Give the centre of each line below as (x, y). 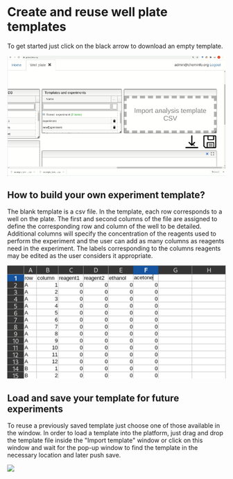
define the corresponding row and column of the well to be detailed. (104, 227)
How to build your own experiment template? (106, 195)
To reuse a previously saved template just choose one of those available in (114, 426)
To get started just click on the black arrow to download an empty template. (115, 46)
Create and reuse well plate (87, 12)
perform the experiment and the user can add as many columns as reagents (116, 241)
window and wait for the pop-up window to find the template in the (103, 448)
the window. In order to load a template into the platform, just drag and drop (115, 433)
